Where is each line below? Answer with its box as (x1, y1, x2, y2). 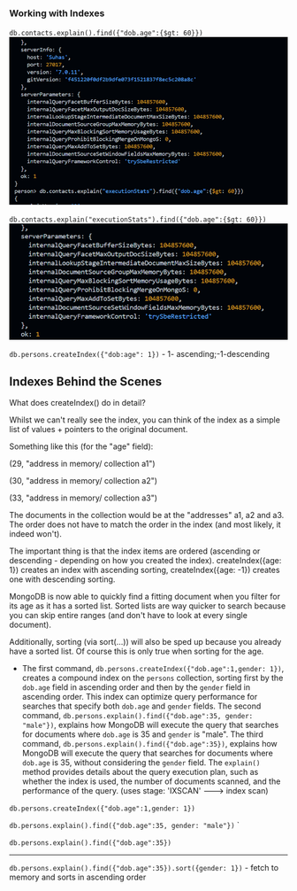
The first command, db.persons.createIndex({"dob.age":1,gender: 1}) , (21, 663, 285, 674)
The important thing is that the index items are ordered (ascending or (9, 546, 261, 556)
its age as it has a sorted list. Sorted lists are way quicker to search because (9, 600, 286, 611)
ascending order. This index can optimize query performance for (21, 692, 258, 702)
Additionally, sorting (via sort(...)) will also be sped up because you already (9, 637, 282, 647)
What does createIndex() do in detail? (9, 398, 146, 408)
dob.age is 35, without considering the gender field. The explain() (21, 757, 261, 768)
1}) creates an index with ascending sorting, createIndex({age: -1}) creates (9, 565, 280, 576)
